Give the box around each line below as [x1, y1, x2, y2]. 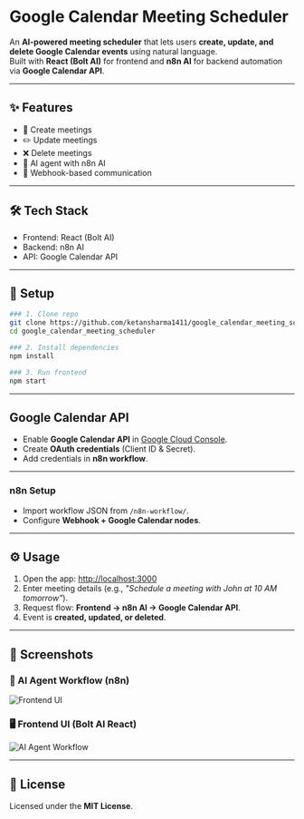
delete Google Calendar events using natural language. [9, 45, 218, 56]
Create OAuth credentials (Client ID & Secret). [22, 444, 196, 454]
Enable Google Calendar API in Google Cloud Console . [22, 434, 228, 445]
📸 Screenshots [9, 647, 94, 662]
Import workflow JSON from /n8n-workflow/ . [22, 505, 189, 516]
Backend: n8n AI [22, 241, 84, 252]
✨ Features [9, 100, 73, 115]
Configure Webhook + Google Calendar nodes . [22, 514, 202, 525]
